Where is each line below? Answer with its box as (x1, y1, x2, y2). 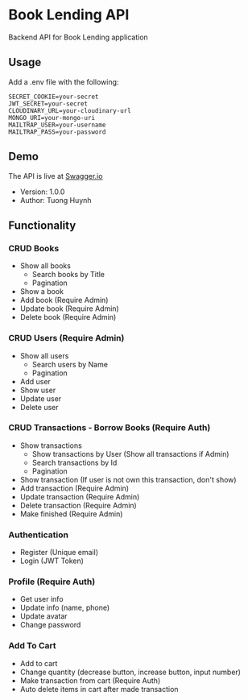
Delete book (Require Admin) (19, 313, 117, 322)
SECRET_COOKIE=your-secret (8, 93, 99, 101)
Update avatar (19, 611, 68, 621)
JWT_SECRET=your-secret (8, 99, 89, 108)
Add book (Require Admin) (19, 296, 109, 305)
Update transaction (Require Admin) (19, 491, 140, 501)
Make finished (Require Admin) (19, 509, 123, 519)
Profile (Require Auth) (8, 576, 96, 587)
